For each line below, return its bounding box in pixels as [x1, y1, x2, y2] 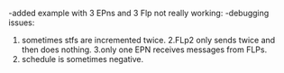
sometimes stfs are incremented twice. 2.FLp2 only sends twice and [21, 35, 276, 45]
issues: [8, 17, 35, 28]
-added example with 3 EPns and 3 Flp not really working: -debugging [8, 8, 270, 18]
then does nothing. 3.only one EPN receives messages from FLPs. [21, 44, 268, 55]
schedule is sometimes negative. [21, 54, 144, 64]
